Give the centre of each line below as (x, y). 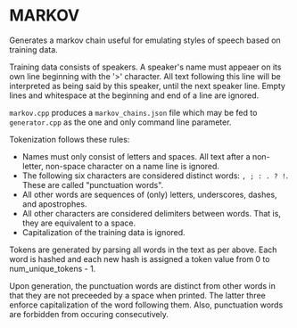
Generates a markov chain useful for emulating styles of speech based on (145, 40)
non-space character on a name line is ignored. (132, 166)
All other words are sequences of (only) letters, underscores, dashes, (150, 194)
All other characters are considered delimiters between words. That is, (151, 213)
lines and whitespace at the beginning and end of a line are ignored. (134, 95)
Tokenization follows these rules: (70, 139)
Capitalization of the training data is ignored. (103, 232)
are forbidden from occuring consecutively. (89, 314)
